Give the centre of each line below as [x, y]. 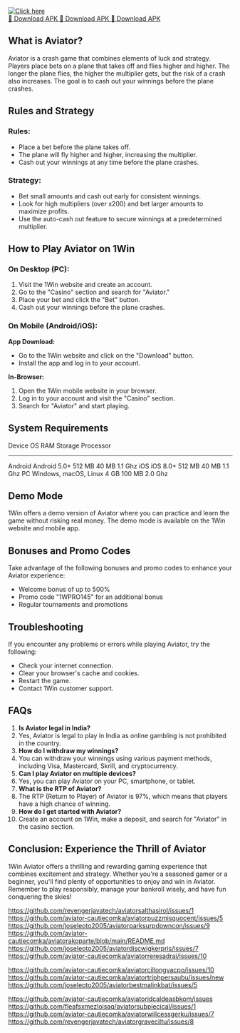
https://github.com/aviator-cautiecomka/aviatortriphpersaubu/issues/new [116, 977]
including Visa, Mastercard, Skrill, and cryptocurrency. [98, 766]
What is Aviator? [46, 41]
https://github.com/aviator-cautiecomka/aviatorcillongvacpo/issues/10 [111, 969]
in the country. [40, 743]
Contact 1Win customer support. [66, 688]
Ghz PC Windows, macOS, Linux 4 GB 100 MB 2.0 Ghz [88, 473]
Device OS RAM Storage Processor [59, 445]
